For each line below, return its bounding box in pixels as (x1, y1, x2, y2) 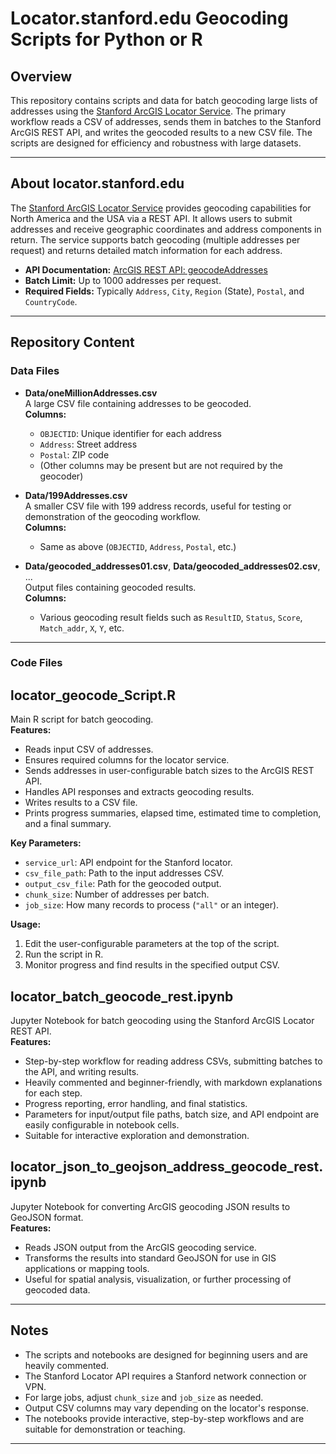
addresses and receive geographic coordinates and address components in (10, 223, 322, 235)
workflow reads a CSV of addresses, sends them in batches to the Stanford (10, 116, 322, 127)
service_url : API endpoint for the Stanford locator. (24, 857, 233, 869)
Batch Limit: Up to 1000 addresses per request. (24, 274, 222, 286)
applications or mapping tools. (24, 1262, 150, 1274)
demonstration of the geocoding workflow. (24, 510, 201, 522)
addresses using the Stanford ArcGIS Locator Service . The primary (10, 105, 287, 117)
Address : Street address (39, 438, 138, 450)
